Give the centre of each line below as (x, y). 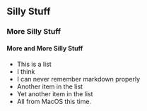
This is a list (34, 64)
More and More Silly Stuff (45, 48)
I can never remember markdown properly (78, 79)
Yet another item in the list (55, 93)
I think (26, 71)
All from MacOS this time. (54, 101)
